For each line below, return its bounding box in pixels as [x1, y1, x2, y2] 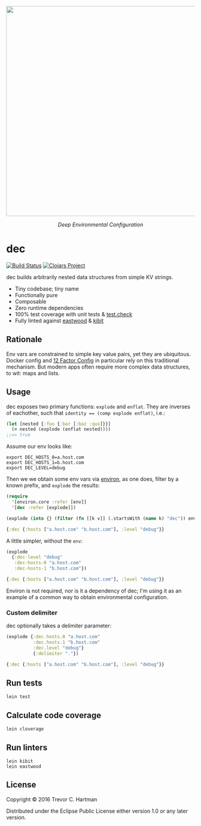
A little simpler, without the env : [6, 537, 83, 544]
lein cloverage [6, 726, 44, 732]
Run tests [6, 678, 42, 688]
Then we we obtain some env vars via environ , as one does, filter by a [6, 475, 179, 483]
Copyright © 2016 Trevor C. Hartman [6, 795, 98, 803]
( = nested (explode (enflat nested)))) [11, 426, 111, 432]
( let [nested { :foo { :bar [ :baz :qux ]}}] [6, 421, 111, 427]
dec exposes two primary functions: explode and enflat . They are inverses [6, 403, 190, 410]
